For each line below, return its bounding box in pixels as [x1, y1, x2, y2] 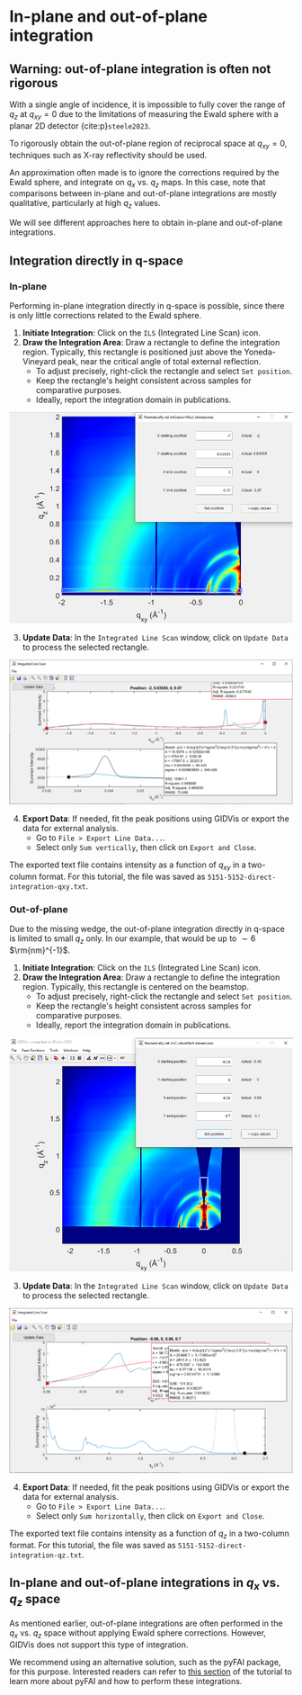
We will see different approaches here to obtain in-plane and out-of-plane [9, 218, 283, 229]
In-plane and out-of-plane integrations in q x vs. [9, 1575, 280, 1593]
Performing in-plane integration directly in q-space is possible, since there [9, 300, 285, 311]
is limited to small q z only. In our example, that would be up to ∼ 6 [9, 933, 256, 946]
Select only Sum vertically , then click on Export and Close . [35, 842, 257, 853]
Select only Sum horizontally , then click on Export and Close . [35, 1510, 265, 1521]
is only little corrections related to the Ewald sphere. [9, 309, 202, 320]
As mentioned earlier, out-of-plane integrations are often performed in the [9, 1618, 283, 1628]
